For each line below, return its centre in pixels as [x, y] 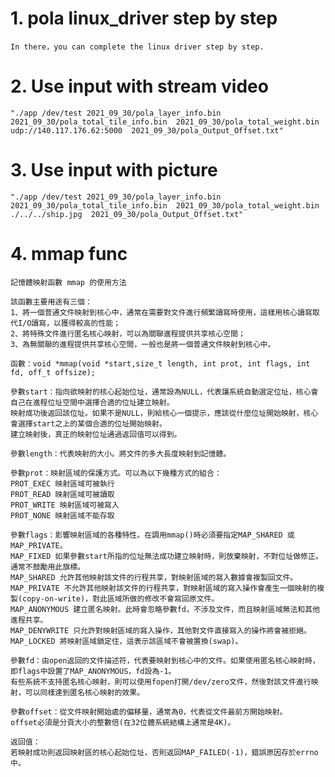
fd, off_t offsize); [53, 372]
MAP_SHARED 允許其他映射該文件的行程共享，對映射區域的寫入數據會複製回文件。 [154, 577]
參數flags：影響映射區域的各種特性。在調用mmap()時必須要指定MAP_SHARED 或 [152, 535]
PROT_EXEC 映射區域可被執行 [62, 483]
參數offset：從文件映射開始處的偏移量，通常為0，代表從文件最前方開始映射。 [149, 712]
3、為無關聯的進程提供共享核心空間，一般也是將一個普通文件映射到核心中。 [143, 344]
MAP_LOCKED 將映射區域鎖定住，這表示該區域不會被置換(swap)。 [126, 641]
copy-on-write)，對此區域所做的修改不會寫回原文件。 [121, 598]
